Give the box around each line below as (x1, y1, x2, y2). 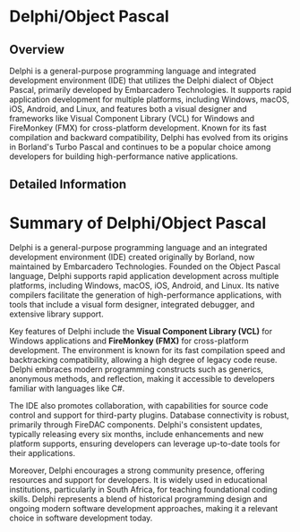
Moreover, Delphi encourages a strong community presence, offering (9, 465, 265, 476)
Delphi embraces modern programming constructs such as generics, (9, 364, 264, 375)
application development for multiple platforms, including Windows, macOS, (9, 94, 289, 105)
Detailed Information (9, 177, 127, 192)
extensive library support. (9, 308, 105, 319)
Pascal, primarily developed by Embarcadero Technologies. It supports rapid (9, 85, 292, 95)
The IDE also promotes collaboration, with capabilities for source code (9, 401, 269, 411)
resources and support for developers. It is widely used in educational (9, 475, 268, 486)
